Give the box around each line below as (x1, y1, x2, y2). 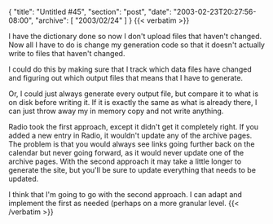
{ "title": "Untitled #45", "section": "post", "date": (8, 7, 172, 16)
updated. (8, 174, 39, 183)
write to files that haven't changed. (8, 49, 125, 58)
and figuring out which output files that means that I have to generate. (8, 73, 243, 82)
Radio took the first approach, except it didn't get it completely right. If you (8, 122, 259, 131)
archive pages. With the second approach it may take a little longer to (8, 156, 242, 166)
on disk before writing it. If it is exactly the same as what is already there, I (8, 98, 258, 107)
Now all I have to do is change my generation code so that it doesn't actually (8, 40, 265, 50)
